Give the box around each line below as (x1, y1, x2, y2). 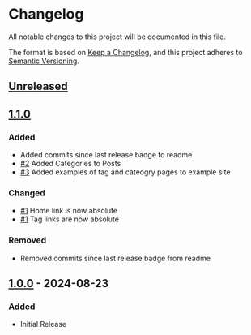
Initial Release (19, 320, 67, 329)
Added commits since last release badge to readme (19, 150, 193, 160)
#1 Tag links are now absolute (19, 214, 120, 224)
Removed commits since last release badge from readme (19, 253, 211, 263)
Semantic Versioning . (8, 56, 79, 66)
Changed (8, 187, 46, 199)
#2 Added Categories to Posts (19, 159, 121, 169)
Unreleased (8, 79, 69, 93)
